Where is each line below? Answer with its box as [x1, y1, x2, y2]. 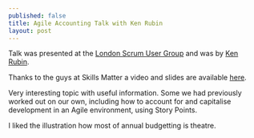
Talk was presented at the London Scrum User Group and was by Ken [8, 49, 239, 59]
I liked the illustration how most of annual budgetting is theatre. [8, 121, 216, 131]
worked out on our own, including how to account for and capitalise [8, 97, 232, 107]
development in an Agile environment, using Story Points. [8, 105, 198, 115]
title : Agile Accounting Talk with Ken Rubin [8, 19, 163, 27]
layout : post [8, 26, 52, 34]
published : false [8, 11, 67, 20]
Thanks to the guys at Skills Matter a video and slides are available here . [8, 73, 247, 83]
